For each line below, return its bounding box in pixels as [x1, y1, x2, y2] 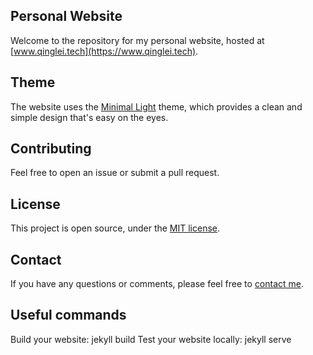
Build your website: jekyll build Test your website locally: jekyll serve [10, 333, 292, 345]
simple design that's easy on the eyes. [10, 111, 169, 123]
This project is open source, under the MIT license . [10, 222, 221, 234]
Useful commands [10, 307, 127, 324]
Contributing [10, 140, 92, 158]
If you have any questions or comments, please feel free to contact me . [10, 278, 305, 290]
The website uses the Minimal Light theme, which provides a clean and [10, 100, 303, 113]
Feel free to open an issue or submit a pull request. [10, 167, 220, 179]
